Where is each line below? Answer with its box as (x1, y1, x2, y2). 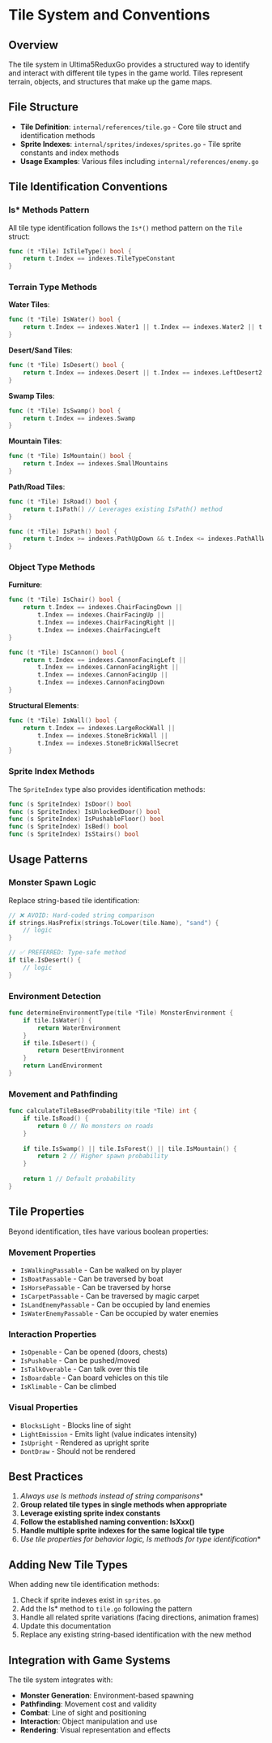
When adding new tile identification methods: (8, 1580, 159, 1589)
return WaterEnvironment (37, 1023, 121, 1032)
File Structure (8, 100, 79, 115)
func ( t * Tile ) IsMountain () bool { (8, 452, 132, 461)
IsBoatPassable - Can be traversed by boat (19, 1274, 164, 1283)
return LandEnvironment (23, 1062, 104, 1070)
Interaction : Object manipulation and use (19, 1716, 158, 1726)
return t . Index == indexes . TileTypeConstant (23, 254, 176, 263)
